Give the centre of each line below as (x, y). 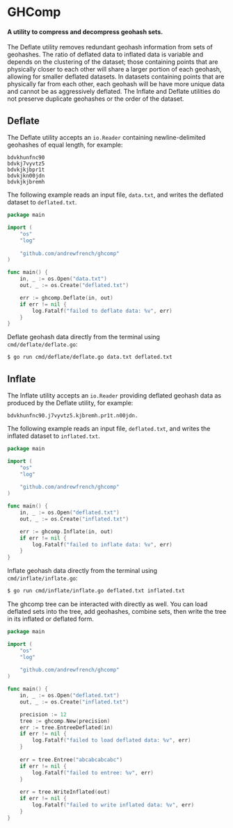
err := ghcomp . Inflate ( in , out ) (66, 531)
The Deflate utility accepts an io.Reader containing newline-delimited (106, 138)
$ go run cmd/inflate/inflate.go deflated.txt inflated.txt (96, 591)
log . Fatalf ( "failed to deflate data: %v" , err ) (102, 311)
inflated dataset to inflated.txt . (54, 436)
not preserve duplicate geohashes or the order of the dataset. (96, 99)
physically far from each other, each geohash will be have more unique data (116, 84)
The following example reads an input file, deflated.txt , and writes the (109, 429)
